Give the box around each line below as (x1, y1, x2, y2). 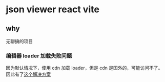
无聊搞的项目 (6, 38, 33, 44)
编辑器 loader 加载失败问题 (6, 52, 72, 59)
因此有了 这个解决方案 (6, 71, 51, 77)
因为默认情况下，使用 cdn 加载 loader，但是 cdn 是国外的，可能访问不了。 (6, 65, 163, 71)
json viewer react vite (6, 4, 99, 15)
